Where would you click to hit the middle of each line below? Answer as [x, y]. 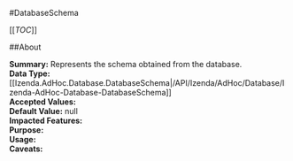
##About [25, 47]
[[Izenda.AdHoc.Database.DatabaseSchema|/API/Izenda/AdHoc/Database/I [147, 83]
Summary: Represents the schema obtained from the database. [126, 64]
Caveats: [26, 149]
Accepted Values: [43, 102]
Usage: [23, 139]
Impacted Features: [46, 120]
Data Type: [30, 73]
